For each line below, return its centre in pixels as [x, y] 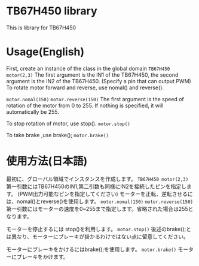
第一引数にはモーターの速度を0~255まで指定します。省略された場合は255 [97, 208]
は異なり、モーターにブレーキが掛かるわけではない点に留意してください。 [98, 236]
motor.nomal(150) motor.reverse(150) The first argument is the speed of [95, 99]
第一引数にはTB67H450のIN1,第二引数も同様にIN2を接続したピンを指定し [97, 186]
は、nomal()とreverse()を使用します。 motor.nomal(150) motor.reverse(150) [99, 201]
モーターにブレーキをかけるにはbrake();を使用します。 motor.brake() [91, 249]
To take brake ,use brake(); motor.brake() [57, 135]
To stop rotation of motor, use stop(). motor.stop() [68, 123]
